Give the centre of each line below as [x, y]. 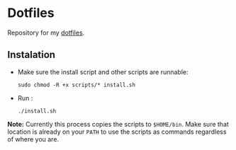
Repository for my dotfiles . [46, 33]
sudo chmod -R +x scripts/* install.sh [77, 85]
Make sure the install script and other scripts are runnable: [103, 71]
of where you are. [33, 139]
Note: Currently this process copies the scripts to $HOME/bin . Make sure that [118, 124]
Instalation [31, 55]
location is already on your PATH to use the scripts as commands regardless [117, 132]
